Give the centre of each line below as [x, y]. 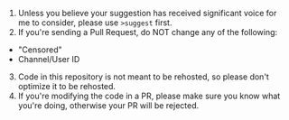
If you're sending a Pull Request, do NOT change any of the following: [148, 32]
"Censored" [40, 50]
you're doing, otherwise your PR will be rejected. [108, 106]
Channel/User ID [49, 59]
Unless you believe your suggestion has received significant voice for [147, 13]
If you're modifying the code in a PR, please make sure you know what [149, 96]
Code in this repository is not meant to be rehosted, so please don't [143, 77]
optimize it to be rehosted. [66, 86]
